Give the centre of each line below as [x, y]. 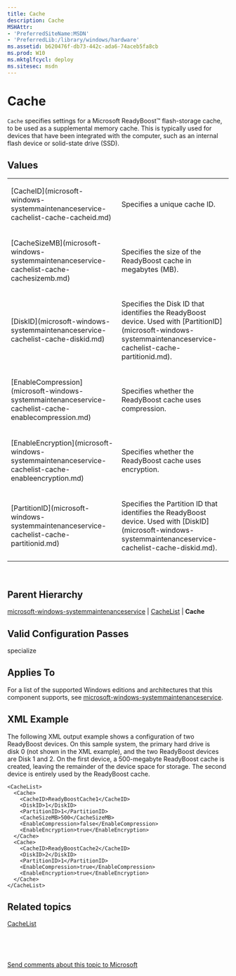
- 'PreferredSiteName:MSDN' [48, 33]
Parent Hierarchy [45, 594]
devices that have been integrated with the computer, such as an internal [113, 135]
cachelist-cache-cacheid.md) [61, 218]
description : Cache [36, 20]
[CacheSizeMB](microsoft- [56, 243]
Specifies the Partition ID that [170, 504]
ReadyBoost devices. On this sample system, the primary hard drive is [109, 743]
